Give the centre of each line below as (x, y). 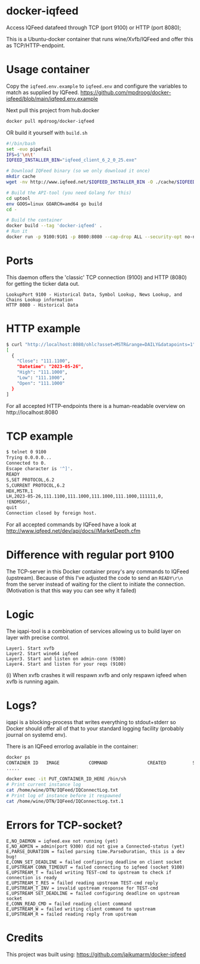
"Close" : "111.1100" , (43, 361)
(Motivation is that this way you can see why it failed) (71, 590)
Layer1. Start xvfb (30, 648)
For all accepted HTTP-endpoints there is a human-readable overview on (96, 406)
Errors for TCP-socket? (65, 825)
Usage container (48, 69)
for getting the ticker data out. (43, 283)
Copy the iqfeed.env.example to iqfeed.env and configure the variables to (97, 86)
